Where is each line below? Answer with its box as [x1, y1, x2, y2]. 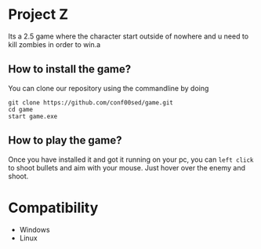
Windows [19, 225, 50, 234]
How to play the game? [8, 134, 123, 147]
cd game [8, 105, 34, 113]
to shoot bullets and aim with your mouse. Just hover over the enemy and [8, 163, 245, 172]
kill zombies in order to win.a [8, 39, 101, 49]
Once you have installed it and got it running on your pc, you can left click [8, 155, 254, 164]
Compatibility [8, 199, 99, 217]
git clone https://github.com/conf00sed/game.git [8, 98, 174, 107]
